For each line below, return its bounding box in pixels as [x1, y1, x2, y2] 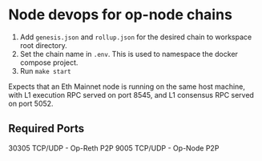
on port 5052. [8, 99, 54, 108]
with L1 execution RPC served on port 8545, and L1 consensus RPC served [8, 90, 255, 99]
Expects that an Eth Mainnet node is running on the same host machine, [8, 82, 246, 91]
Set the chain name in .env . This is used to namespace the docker [19, 49, 239, 58]
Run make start [19, 66, 71, 75]
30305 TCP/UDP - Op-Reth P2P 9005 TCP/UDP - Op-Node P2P [8, 143, 220, 153]
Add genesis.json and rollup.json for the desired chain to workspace [19, 32, 252, 42]
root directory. [19, 40, 67, 50]
